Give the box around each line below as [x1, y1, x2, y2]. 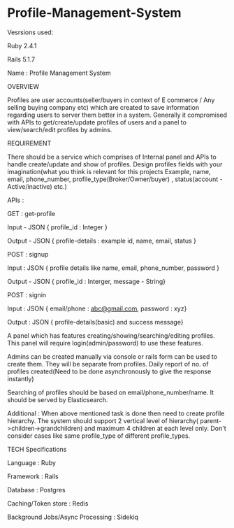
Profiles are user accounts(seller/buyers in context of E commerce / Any [7, 96, 215, 104]
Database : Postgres [7, 485, 66, 494]
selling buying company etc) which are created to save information [7, 103, 200, 111]
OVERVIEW [7, 82, 40, 90]
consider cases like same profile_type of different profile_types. [7, 431, 191, 440]
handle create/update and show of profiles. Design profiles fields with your [7, 159, 223, 169]
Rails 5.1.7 [7, 55, 36, 64]
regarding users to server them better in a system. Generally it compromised [7, 110, 228, 119]
